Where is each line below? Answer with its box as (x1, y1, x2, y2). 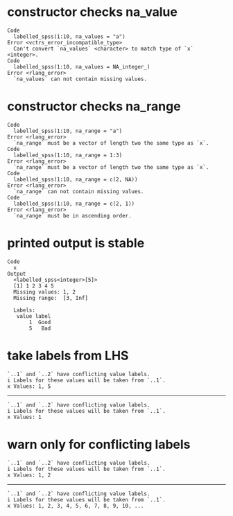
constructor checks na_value (7, 4, 178, 20)
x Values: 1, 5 (7, 382, 51, 390)
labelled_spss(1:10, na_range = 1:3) (13, 152, 123, 159)
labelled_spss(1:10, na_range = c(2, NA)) (13, 176, 138, 183)
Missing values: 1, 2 (13, 288, 76, 295)
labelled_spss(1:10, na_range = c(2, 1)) (13, 200, 135, 207)
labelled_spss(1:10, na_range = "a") (13, 127, 123, 134)
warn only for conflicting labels (7, 436, 191, 452)
